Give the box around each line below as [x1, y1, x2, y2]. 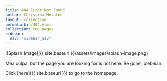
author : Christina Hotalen [5, 12, 63, 17]
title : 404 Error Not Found [5, 7, 65, 13]
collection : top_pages [5, 27, 54, 32]
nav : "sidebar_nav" [10, 36, 52, 42]
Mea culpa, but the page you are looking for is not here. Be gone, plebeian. [5, 60, 163, 66]
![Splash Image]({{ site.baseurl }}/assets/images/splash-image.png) [5, 50, 148, 56]
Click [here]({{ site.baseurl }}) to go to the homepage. [5, 70, 118, 76]
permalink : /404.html [5, 22, 52, 27]
